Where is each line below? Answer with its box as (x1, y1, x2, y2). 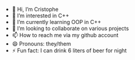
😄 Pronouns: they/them (11, 40, 71, 47)
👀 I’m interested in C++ (11, 12, 69, 19)
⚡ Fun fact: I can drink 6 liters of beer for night (11, 47, 127, 54)
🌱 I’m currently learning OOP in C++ (11, 19, 101, 25)
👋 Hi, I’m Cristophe (11, 6, 59, 13)
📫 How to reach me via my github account (11, 32, 119, 38)
